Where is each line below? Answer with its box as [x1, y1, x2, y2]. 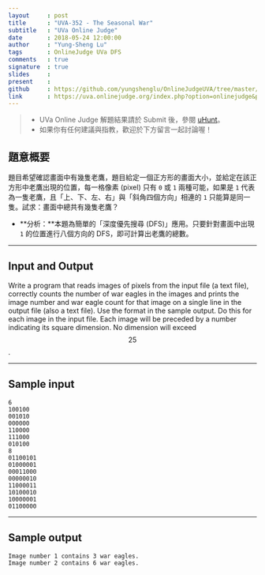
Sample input [8, 378, 75, 391]
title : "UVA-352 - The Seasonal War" [8, 19, 154, 27]
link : [8, 92, 51, 100]
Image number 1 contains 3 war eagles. [8, 552, 140, 560]
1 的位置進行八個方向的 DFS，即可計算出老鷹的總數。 [19, 229, 193, 239]
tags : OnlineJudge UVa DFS [8, 48, 122, 56]
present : [8, 77, 51, 85]
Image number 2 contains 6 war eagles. [8, 558, 140, 567]
